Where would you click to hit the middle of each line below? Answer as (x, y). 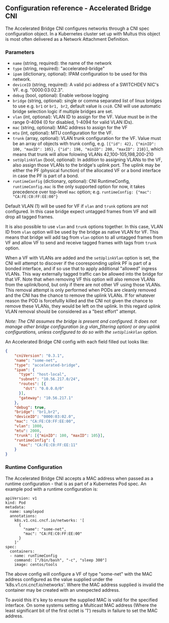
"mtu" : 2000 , (28, 431)
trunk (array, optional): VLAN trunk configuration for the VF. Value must (87, 138)
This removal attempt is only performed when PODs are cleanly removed (81, 290)
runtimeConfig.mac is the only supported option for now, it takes (79, 187)
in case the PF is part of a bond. (46, 176)
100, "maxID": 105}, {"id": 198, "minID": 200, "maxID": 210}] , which (88, 149)
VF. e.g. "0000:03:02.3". (38, 90)
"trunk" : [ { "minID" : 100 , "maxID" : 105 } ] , (60, 435)
